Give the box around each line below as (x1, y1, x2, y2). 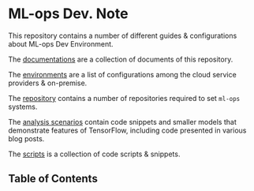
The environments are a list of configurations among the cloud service (8, 69, 237, 79)
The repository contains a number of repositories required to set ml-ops (8, 93, 241, 103)
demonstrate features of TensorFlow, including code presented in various (8, 125, 247, 135)
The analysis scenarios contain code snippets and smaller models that (8, 117, 237, 126)
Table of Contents (8, 172, 99, 185)
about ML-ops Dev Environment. (8, 39, 114, 48)
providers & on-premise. (8, 78, 88, 88)
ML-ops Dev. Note (8, 5, 129, 23)
